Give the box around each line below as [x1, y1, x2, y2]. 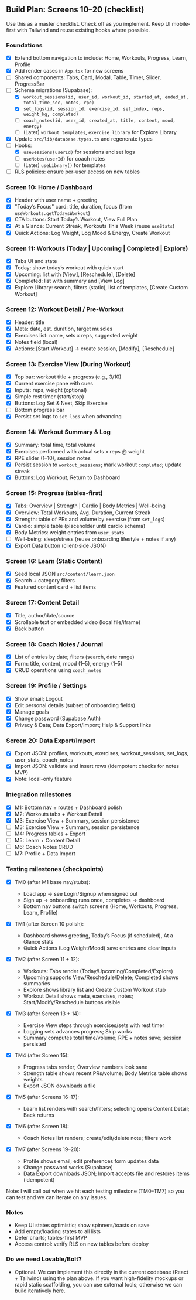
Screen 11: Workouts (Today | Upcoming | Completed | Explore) [6, 244, 188, 253]
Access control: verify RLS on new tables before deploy [14, 1240, 149, 1247]
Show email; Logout [14, 695, 63, 702]
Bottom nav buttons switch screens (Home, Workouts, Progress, [23, 902, 178, 910]
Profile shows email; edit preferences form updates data [23, 1158, 159, 1165]
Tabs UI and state [14, 257, 57, 264]
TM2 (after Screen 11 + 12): [14, 956, 80, 963]
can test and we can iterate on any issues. [6, 1194, 108, 1201]
